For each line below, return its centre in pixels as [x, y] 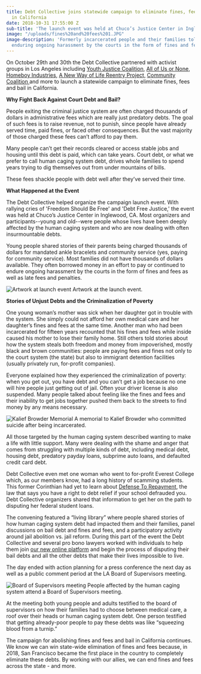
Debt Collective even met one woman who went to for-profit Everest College [100, 474]
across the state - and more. [41, 666]
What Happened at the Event [43, 190]
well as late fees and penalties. [44, 277]
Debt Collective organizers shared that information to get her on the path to [99, 499]
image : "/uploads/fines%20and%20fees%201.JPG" [65, 34]
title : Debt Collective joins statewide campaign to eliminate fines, [96, 12]
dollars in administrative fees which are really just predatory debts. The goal [100, 117]
